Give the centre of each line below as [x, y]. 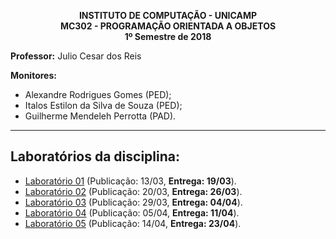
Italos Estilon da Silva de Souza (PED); [103, 105]
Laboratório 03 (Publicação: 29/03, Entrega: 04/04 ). [133, 202]
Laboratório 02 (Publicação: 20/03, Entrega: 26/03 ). [133, 191]
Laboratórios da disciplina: [95, 156]
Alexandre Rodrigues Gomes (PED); [98, 94]
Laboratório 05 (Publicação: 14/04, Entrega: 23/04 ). [133, 223]
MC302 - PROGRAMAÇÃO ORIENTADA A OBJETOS [168, 26]
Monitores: [33, 75]
